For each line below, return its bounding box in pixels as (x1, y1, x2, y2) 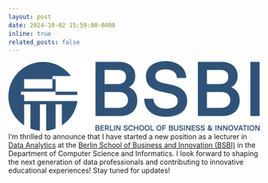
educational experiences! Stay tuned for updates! (8, 165, 171, 175)
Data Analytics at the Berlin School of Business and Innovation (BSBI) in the (8, 140, 256, 150)
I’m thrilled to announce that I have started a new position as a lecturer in (8, 132, 247, 142)
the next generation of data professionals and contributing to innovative (8, 158, 244, 167)
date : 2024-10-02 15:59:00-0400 (8, 21, 116, 29)
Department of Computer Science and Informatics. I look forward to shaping (8, 149, 258, 158)
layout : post (8, 13, 52, 21)
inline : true (8, 29, 52, 37)
